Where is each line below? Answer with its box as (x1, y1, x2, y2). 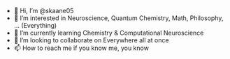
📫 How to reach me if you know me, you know (13, 44, 149, 52)
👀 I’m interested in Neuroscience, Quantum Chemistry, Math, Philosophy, (13, 14, 224, 22)
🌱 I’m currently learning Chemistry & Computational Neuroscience (13, 28, 204, 37)
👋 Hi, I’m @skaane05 (13, 7, 74, 15)
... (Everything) (13, 22, 57, 29)
